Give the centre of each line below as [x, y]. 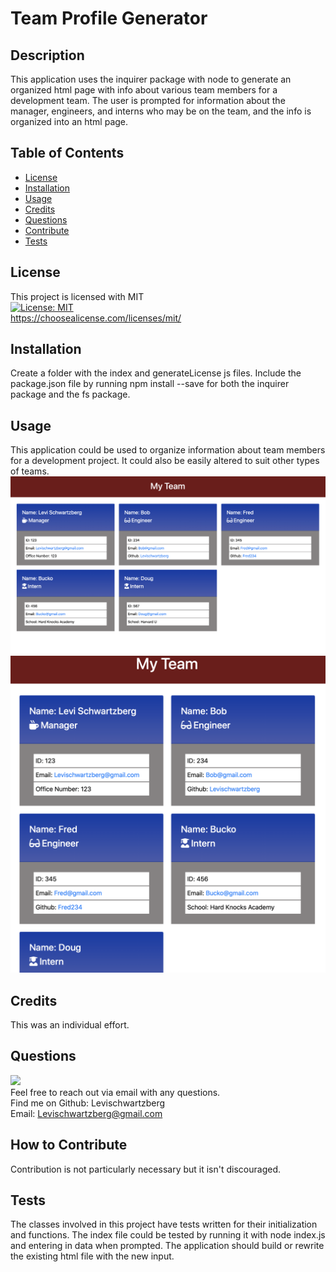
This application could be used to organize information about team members [168, 450]
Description [47, 55]
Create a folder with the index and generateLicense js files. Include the [156, 373]
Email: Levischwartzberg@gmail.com [86, 1113]
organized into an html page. [69, 121]
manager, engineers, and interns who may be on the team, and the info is [161, 111]
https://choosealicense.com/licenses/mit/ [96, 318]
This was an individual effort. [70, 1025]
